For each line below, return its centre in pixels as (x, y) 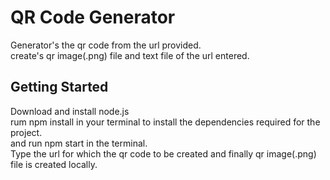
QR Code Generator (93, 17)
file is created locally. (54, 164)
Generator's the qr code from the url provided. (106, 45)
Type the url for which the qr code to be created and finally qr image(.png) (163, 153)
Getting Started (59, 87)
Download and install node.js (70, 111)
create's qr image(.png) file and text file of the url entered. (130, 55)
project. (26, 132)
